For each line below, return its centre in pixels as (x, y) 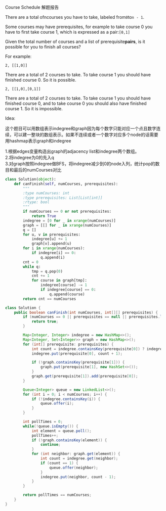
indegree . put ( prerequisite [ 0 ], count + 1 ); (77, 353)
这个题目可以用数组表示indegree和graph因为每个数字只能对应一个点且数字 (81, 128)
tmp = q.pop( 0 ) (47, 271)
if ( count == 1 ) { (59, 463)
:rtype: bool (36, 202)
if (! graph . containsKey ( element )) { (69, 440)
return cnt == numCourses (50, 299)
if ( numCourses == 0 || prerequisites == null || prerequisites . (92, 317)
